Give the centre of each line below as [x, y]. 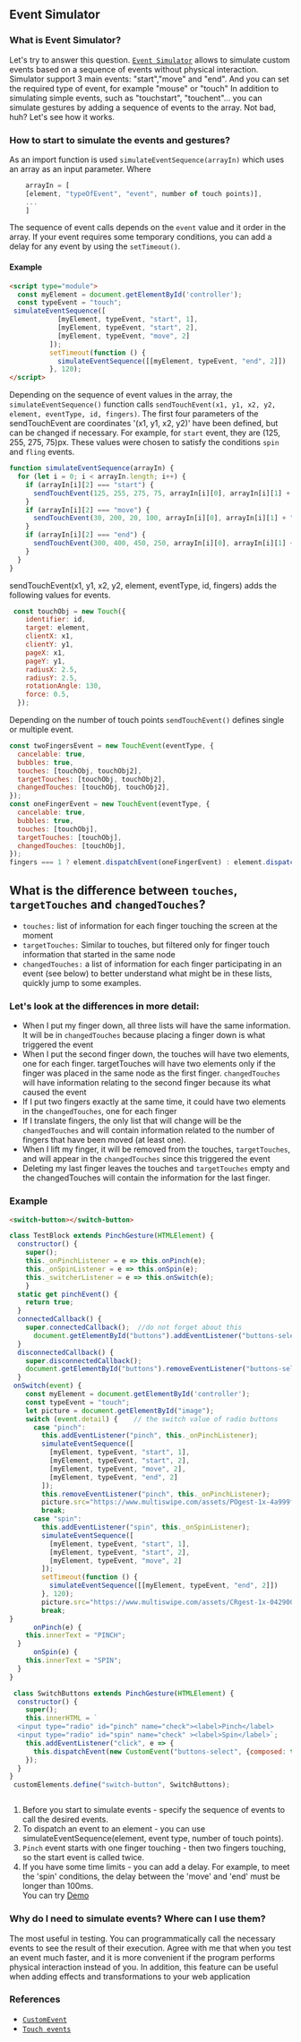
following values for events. [60, 595]
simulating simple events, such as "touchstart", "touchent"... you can [136, 98]
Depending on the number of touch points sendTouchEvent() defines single [147, 720]
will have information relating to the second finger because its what [146, 1083]
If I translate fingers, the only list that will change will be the [132, 1121]
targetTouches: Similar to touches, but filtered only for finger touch [146, 945]
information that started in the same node [99, 954]
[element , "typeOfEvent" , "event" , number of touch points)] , [144, 193]
